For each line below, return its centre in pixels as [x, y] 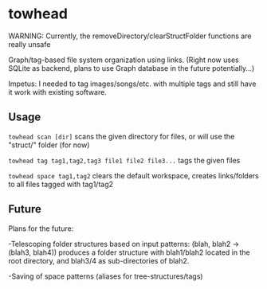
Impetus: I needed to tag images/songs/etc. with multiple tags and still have [132, 84]
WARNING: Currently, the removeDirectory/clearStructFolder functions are [130, 36]
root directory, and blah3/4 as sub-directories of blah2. [99, 260]
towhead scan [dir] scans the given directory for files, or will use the [122, 136]
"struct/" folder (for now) [49, 145]
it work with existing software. [58, 92]
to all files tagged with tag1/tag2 [61, 184]
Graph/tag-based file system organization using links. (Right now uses [124, 60]
